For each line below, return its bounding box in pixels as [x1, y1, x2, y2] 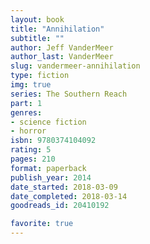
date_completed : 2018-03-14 [10, 191, 128, 201]
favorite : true [10, 219, 74, 229]
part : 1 [10, 98, 43, 108]
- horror [10, 126, 47, 136]
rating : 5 [10, 145, 52, 155]
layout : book [10, 14, 65, 25]
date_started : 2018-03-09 [10, 182, 118, 192]
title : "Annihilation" [10, 24, 105, 34]
